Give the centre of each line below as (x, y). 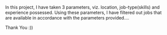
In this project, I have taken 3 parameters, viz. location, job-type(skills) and (82, 7)
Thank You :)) (19, 27)
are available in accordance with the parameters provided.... (67, 18)
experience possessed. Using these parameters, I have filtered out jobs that (83, 12)
